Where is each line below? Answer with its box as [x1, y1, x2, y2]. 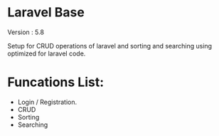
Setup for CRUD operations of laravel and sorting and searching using [7, 41, 212, 50]
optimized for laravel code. [7, 49, 86, 58]
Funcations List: [7, 74, 105, 90]
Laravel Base [7, 4, 85, 21]
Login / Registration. [17, 98, 77, 106]
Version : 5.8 [7, 28, 45, 36]
